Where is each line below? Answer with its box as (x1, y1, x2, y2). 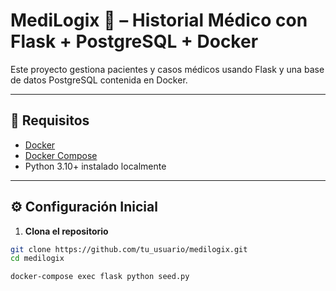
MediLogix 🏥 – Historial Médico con (10, 9, 308, 32)
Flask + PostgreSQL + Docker (10, 30, 259, 53)
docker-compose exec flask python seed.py (10, 272, 190, 282)
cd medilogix (10, 254, 65, 264)
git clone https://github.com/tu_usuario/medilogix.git (10, 244, 248, 254)
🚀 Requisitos (10, 112, 90, 129)
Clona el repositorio (24, 225, 109, 237)
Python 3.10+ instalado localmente (24, 160, 167, 172)
